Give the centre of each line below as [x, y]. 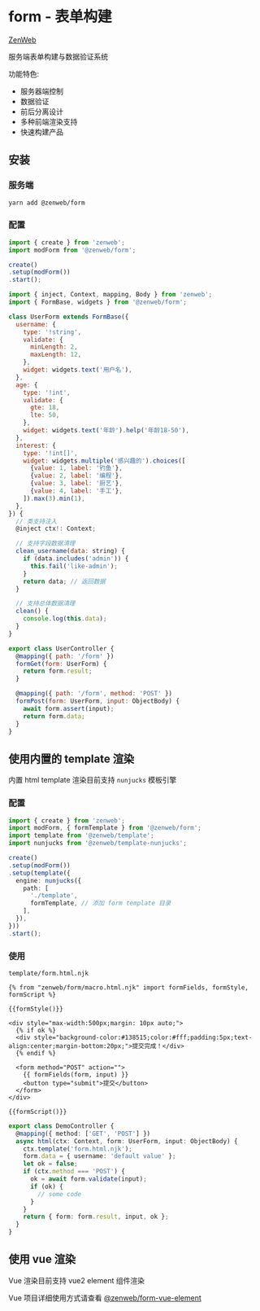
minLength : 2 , [54, 347]
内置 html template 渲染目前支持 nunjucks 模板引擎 [93, 780]
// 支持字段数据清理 [45, 544]
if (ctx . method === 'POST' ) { [74, 1172]
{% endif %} [36, 1053]
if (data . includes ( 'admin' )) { [76, 559]
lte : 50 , [45, 415]
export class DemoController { [61, 1126]
